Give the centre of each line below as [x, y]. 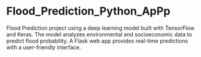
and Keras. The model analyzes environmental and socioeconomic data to [99, 34]
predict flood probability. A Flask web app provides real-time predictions [97, 41]
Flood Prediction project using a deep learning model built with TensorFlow [100, 28]
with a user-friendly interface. [44, 47]
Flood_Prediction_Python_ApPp [88, 11]
